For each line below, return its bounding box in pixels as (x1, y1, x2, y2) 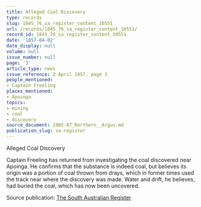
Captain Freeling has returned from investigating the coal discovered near (6, 156, 192, 163)
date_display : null (6, 43, 56, 49)
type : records (6, 15, 43, 21)
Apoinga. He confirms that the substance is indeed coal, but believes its (6, 163, 187, 170)
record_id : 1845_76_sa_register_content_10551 (6, 32, 127, 38)
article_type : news (6, 65, 56, 72)
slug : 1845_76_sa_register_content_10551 (6, 20, 113, 26)
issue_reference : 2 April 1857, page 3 (6, 71, 108, 77)
